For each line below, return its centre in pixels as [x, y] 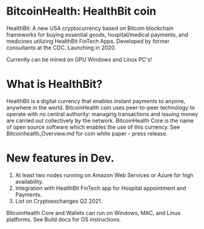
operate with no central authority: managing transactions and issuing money [102, 114]
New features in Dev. [60, 158]
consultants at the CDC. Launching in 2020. [61, 48]
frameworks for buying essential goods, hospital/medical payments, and [97, 34]
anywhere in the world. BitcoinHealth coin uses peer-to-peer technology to [101, 107]
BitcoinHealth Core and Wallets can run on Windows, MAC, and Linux [93, 213]
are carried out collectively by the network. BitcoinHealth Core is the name [100, 120]
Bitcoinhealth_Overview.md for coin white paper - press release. [87, 133]
